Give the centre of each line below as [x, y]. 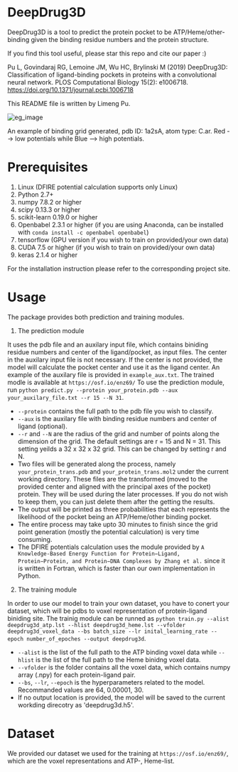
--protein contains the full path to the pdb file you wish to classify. [115, 411]
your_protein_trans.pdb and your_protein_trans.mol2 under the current [123, 471]
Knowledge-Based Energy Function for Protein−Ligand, [99, 554]
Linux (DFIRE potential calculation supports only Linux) [98, 187]
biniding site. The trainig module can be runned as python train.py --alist [118, 618]
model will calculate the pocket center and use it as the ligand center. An [114, 367]
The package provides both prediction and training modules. [96, 317]
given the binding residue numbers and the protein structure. [120, 39]
